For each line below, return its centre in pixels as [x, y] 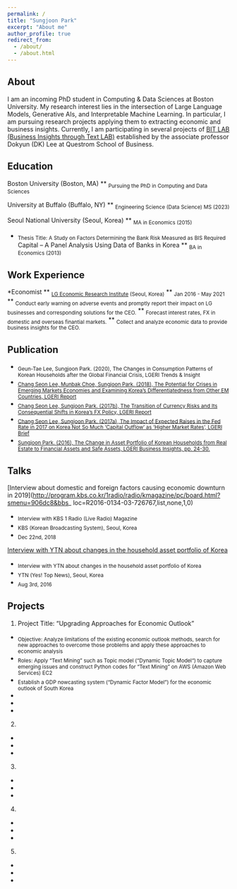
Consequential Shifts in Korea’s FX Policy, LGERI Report [84, 412]
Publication [33, 350]
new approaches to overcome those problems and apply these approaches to [111, 645]
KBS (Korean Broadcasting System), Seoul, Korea [77, 528]
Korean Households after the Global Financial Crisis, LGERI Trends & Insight [109, 376]
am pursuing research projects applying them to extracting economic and [114, 122]
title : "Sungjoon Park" [42, 21]
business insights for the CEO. [44, 328]
